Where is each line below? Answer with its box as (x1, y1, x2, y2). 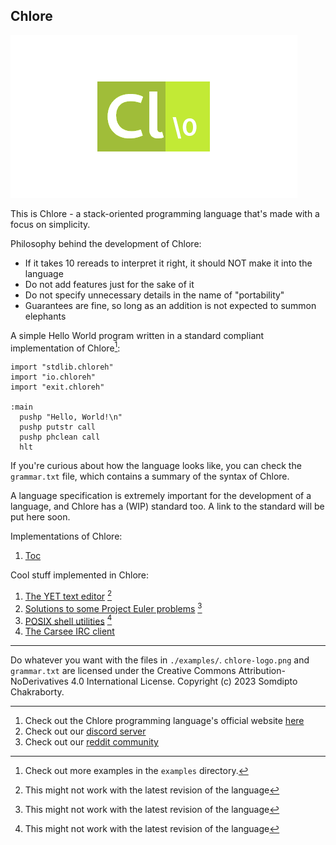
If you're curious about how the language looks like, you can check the (10, 460, 302, 472)
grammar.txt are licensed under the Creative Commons (10, 665, 237, 677)
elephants (24, 310, 67, 322)
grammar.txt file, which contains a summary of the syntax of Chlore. (10, 470, 290, 483)
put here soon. (10, 511, 71, 523)
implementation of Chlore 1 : (10, 340, 121, 354)
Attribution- (238, 665, 286, 677)
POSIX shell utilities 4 (24, 613, 113, 627)
